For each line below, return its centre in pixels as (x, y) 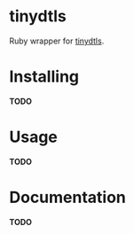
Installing (44, 77)
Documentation (68, 198)
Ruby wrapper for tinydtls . (57, 41)
